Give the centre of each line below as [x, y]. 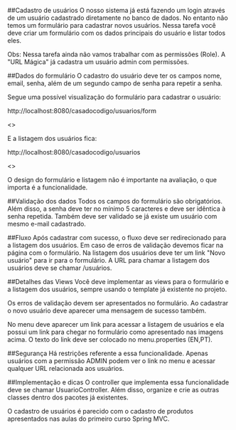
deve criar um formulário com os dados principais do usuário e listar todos [117, 33]
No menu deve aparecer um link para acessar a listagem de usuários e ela [116, 324]
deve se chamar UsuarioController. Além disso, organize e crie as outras [113, 390]
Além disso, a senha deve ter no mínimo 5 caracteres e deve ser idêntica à [117, 209]
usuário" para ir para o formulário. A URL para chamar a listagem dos [108, 260]
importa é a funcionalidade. [48, 187]
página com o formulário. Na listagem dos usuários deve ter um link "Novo [117, 253]
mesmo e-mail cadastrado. [47, 224]
